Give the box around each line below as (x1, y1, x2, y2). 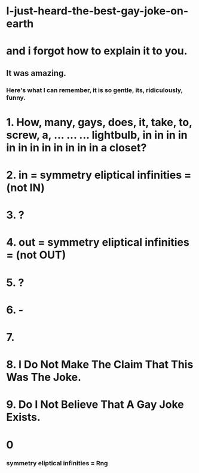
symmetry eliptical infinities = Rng (6, 459, 108, 468)
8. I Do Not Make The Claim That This (6, 358, 194, 371)
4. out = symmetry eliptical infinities (6, 236, 189, 249)
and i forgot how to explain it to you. (6, 44, 188, 58)
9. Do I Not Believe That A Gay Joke (6, 398, 184, 411)
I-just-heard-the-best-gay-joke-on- (6, 4, 189, 18)
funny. (6, 93, 26, 102)
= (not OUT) (6, 248, 66, 262)
